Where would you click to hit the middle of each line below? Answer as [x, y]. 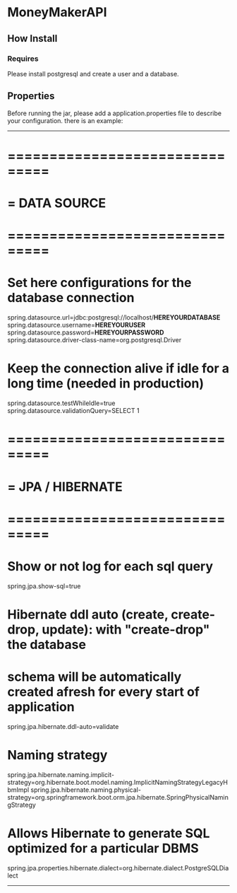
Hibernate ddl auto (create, [88, 614]
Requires [23, 59]
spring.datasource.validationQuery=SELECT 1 [73, 411]
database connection [71, 298]
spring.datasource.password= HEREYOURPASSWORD [86, 332]
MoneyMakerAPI [57, 12]
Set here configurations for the [99, 283]
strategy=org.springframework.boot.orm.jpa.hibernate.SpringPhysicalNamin [118, 797]
